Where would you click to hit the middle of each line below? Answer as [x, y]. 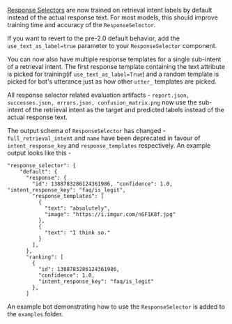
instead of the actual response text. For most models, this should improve [113, 17]
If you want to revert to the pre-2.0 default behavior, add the [93, 38]
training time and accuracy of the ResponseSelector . [82, 25]
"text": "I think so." [77, 233]
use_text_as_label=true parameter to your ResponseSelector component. [112, 46]
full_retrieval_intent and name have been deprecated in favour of [104, 138]
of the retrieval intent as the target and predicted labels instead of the [125, 110]
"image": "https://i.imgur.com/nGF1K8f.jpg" [110, 215]
